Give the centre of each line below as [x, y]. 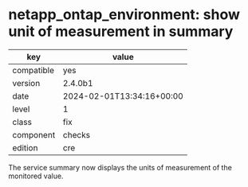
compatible [33, 70]
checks [76, 134]
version [26, 83]
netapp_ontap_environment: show [124, 15]
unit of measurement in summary [121, 31]
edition [25, 147]
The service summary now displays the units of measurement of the [120, 167]
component [34, 134]
